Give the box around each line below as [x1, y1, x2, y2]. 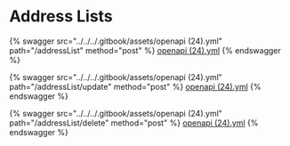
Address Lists [9, 6, 113, 27]
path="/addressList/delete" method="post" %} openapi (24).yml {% [9, 118, 259, 128]
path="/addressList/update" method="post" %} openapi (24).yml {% [9, 81, 262, 92]
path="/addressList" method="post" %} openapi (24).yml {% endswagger [9, 45, 282, 55]
